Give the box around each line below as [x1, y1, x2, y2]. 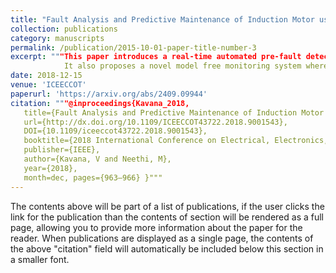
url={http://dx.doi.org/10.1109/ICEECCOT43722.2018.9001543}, [23, 117, 288, 127]
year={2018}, [23, 163, 78, 173]
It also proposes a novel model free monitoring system [63, 61, 302, 71]
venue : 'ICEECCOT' [10, 80, 87, 90]
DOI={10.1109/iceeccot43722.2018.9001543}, [23, 126, 208, 136]
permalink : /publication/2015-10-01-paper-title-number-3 [10, 42, 257, 53]
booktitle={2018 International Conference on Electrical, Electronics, [23, 136, 329, 146]
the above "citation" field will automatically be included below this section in [10, 242, 324, 255]
